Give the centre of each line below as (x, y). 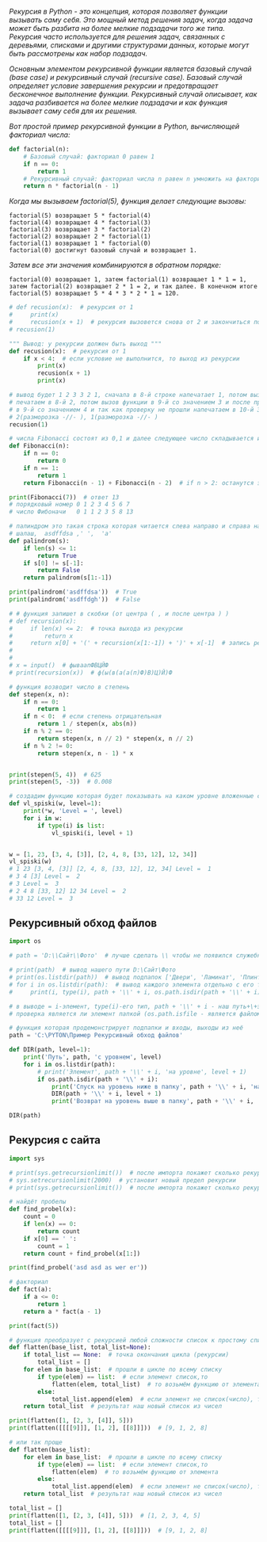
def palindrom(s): (39, 541)
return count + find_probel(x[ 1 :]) (82, 1254)
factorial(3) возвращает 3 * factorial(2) (80, 230)
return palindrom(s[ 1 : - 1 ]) (68, 578)
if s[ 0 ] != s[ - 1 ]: (53, 563)
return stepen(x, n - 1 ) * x (86, 753)
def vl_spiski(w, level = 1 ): (55, 803)
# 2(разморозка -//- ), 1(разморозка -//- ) (84, 417)
